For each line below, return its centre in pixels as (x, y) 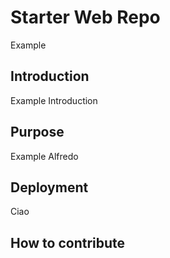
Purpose (37, 132)
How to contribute (68, 242)
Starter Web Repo (85, 17)
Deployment (49, 187)
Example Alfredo (44, 156)
